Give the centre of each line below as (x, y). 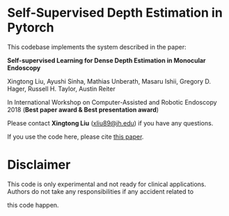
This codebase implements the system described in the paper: (97, 47)
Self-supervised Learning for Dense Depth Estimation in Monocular (107, 60)
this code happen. (33, 205)
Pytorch (31, 28)
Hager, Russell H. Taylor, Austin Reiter (62, 88)
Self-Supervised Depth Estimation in (115, 13)
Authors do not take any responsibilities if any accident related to (100, 191)
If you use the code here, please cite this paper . (76, 137)
